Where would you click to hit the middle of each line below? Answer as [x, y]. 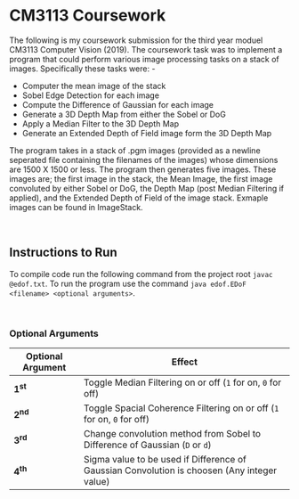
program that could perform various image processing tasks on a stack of [145, 59]
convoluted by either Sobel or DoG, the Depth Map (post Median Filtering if [147, 188]
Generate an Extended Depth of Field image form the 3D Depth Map [147, 133]
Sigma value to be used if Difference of [165, 460]
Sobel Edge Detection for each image [91, 95]
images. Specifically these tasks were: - [82, 69]
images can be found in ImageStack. [77, 207]
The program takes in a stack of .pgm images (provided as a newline [135, 150]
